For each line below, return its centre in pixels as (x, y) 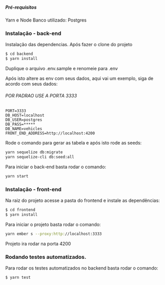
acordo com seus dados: (32, 84)
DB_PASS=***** (20, 125)
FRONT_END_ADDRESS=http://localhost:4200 (50, 133)
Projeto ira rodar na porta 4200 (38, 243)
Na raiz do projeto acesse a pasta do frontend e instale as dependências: (82, 200)
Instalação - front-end (33, 189)
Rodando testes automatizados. (46, 257)
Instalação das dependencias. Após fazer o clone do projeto (69, 45)
